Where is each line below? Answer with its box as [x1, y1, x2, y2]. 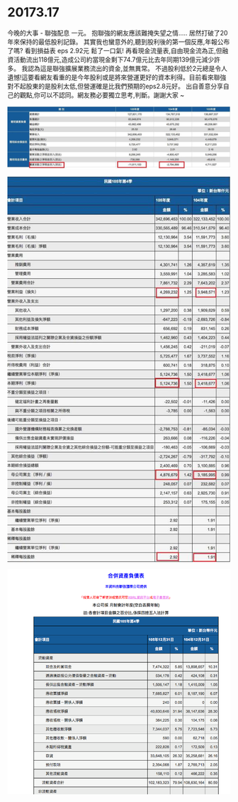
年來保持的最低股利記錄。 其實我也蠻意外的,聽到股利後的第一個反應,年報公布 [7, 37, 230, 46]
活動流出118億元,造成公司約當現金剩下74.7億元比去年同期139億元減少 [13, 55, 215, 64]
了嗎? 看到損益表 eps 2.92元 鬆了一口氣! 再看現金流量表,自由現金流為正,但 [7, 46, 222, 55]
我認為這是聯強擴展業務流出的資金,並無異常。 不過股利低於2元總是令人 [21, 64, 228, 72]
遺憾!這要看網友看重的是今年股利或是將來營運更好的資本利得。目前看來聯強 [7, 72, 227, 82]
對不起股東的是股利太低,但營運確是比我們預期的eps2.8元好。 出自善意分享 [7, 82, 224, 90]
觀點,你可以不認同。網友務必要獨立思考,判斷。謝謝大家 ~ [19, 90, 185, 99]
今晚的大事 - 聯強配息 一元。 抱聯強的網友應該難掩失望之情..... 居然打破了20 [7, 28, 228, 37]
